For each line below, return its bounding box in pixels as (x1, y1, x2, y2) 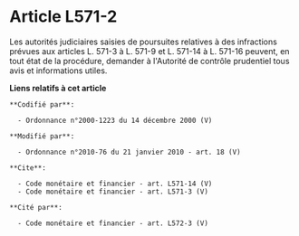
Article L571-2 (9, 6, 118, 27)
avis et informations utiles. (9, 65, 108, 76)
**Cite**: (9, 163, 47, 173)
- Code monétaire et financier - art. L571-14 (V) (17, 179, 213, 188)
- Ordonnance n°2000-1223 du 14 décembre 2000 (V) (17, 116, 213, 125)
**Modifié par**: (9, 131, 75, 141)
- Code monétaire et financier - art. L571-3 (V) (17, 187, 208, 196)
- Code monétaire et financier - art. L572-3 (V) (17, 219, 208, 228)
